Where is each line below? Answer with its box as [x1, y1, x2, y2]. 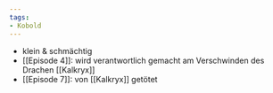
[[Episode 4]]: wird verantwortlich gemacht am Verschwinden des [21, 55, 265, 66]
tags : [9, 12, 29, 22]
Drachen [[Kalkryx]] [21, 64, 95, 75]
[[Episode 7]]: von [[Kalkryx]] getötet [21, 74, 158, 84]
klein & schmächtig [21, 45, 93, 56]
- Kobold [9, 21, 42, 30]
